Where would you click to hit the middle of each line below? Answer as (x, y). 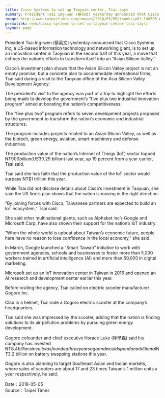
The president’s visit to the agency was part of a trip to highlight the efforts (81, 94)
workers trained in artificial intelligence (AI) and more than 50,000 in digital (81, 258)
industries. (16, 144)
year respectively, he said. (32, 374)
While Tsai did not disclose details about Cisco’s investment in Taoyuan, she (82, 188)
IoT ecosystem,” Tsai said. (31, 209)
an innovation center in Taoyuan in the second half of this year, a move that (81, 54)
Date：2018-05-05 (24, 384)
